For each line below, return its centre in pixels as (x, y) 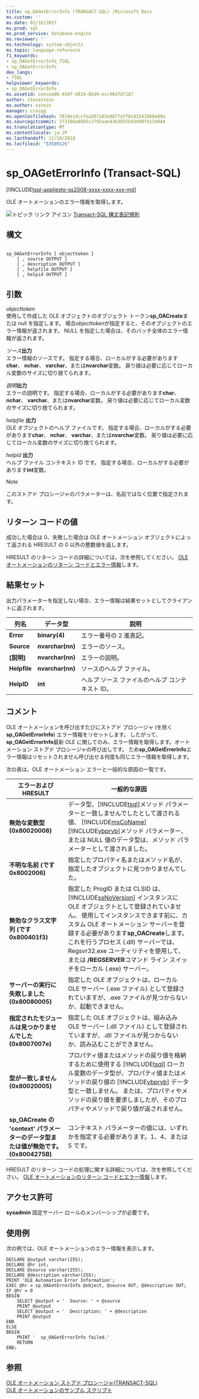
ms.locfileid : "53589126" (38, 144)
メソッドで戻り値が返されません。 (139, 1108)
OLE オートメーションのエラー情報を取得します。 (66, 201)
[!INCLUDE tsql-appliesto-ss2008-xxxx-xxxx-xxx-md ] (71, 190)
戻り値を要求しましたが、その (133, 1099)
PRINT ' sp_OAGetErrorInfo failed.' (63, 1337)
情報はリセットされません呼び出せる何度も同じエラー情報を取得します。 (104, 756)
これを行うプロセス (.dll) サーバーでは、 (123, 942)
